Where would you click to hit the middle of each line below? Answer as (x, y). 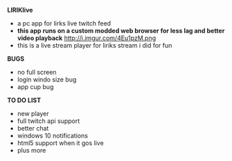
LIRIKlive (20, 10)
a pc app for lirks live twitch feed (64, 23)
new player (33, 114)
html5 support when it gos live (60, 143)
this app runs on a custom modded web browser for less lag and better (121, 31)
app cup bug (35, 87)
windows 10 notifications (53, 135)
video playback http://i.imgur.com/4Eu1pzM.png (87, 38)
